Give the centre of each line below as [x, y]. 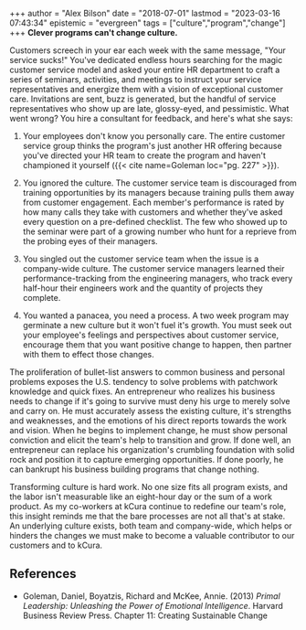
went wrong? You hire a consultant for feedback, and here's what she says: [151, 118]
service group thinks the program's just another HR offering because [152, 146]
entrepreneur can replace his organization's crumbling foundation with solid [152, 450]
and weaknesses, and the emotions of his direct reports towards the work [148, 421]
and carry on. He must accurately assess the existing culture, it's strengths [151, 411]
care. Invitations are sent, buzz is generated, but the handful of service [143, 99]
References [43, 574]
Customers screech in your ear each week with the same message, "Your [148, 50]
